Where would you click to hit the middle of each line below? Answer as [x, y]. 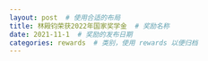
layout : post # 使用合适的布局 [65, 17]
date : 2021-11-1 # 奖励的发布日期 [71, 34]
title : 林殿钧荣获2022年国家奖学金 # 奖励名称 [90, 26]
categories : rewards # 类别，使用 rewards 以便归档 [104, 43]
